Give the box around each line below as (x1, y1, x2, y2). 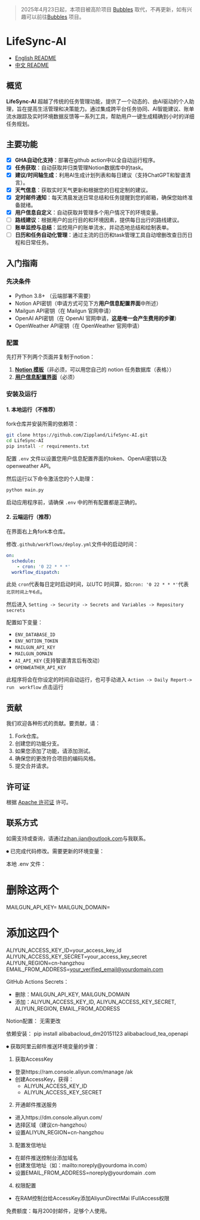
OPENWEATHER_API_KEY (14, 665, 66, 671)
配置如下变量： (6, 619, 43, 626)
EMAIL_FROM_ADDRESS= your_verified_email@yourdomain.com (6, 966, 164, 973)
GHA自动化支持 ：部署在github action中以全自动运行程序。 (14, 156, 159, 163)
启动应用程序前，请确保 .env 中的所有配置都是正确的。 (6, 498, 140, 506)
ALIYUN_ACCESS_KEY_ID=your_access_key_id (6, 947, 122, 954)
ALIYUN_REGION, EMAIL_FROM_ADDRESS (14, 1005, 121, 1012)
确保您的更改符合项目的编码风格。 (14, 755, 99, 762)
